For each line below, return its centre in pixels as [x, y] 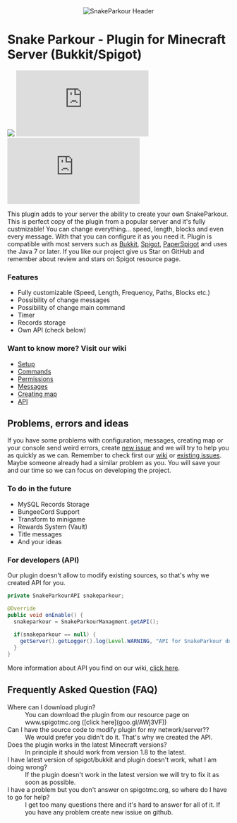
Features [23, 277]
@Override [22, 608]
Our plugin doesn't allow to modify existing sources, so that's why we [108, 575]
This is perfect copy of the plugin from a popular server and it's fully [107, 221]
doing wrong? [28, 767]
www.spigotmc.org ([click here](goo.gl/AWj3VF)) [96, 722]
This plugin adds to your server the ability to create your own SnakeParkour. [118, 214]
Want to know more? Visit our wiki [67, 349]
